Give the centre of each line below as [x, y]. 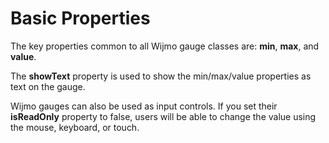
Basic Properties [80, 18]
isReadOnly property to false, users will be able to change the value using [163, 116]
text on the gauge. [48, 86]
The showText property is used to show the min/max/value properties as [161, 76]
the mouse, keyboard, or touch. [75, 127]
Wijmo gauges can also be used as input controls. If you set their [144, 106]
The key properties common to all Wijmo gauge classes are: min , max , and [165, 46]
